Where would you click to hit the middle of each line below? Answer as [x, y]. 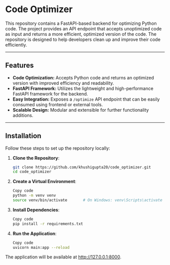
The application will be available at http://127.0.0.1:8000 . [63, 257]
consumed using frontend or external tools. [58, 104]
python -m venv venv [34, 196]
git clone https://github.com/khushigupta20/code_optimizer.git [82, 167]
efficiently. [16, 45]
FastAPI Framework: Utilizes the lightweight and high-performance [83, 88]
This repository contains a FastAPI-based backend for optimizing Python [81, 23]
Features [19, 65]
